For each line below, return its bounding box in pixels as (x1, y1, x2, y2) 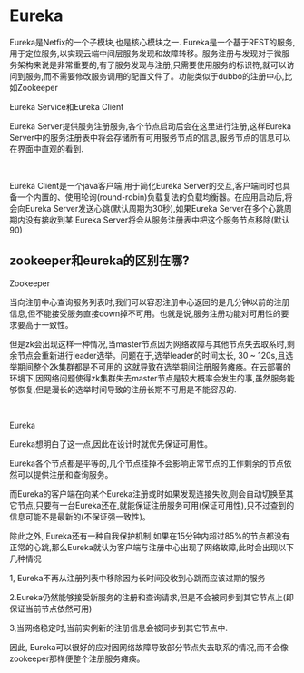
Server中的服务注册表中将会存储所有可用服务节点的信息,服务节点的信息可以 (9, 132, 291, 143)
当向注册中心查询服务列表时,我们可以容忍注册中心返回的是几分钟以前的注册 (9, 296, 290, 307)
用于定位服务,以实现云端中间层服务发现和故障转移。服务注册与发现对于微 (9, 47, 283, 59)
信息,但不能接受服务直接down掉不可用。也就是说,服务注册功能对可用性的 (9, 308, 281, 319)
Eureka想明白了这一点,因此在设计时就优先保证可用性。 (9, 438, 213, 450)
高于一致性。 (25, 319, 74, 330)
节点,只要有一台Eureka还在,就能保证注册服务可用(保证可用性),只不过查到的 (16, 500, 295, 510)
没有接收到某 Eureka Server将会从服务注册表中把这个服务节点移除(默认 (25, 214, 290, 225)
